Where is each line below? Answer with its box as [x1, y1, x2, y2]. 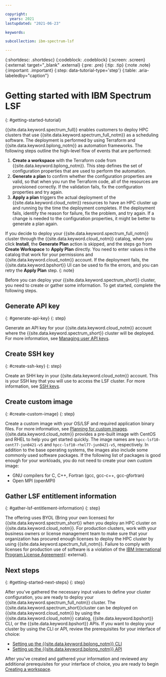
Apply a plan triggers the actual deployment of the [12, 194, 116, 200]
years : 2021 [9, 16, 35, 21]
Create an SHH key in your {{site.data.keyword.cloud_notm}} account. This [5, 372, 158, 378]
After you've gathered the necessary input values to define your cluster [5, 589, 151, 595]
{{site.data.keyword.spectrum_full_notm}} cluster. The [5, 599, 115, 605]
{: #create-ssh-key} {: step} [5, 363, 62, 369]
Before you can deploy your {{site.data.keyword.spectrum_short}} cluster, [5, 277, 156, 283]
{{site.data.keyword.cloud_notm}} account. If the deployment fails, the [5, 257, 149, 263]
